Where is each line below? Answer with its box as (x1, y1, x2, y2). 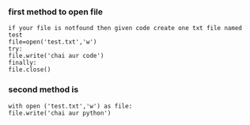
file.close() (8, 66, 51, 74)
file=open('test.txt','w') (8, 38, 97, 46)
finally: (8, 59, 37, 67)
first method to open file (8, 6, 104, 17)
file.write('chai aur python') (8, 109, 112, 117)
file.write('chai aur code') (8, 52, 104, 60)
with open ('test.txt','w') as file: (8, 102, 133, 110)
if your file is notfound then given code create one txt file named (8, 25, 243, 32)
